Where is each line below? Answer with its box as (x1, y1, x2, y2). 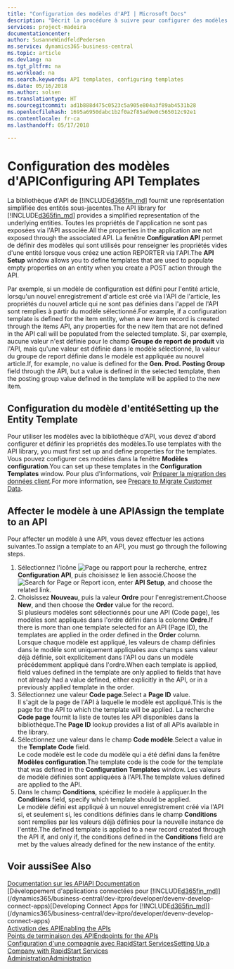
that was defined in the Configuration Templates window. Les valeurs (17, 765, 221, 774)
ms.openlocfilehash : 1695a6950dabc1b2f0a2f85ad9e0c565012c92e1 (7, 108, 197, 115)
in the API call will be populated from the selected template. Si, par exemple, (7, 330, 228, 338)
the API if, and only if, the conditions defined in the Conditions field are (17, 832, 223, 842)
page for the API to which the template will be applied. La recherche (17, 706, 214, 714)
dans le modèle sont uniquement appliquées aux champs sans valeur (17, 646, 218, 654)
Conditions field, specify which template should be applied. (17, 795, 191, 804)
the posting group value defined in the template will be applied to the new (7, 375, 221, 383)
